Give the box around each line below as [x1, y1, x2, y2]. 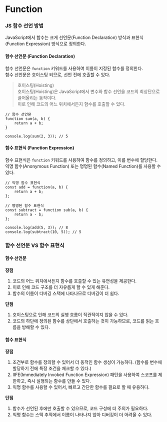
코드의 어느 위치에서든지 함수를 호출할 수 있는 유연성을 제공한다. [12, 278, 136, 284]
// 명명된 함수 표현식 [5, 203, 44, 208]
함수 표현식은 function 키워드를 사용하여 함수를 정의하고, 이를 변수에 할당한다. [5, 156, 158, 163]
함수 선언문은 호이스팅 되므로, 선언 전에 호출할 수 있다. [5, 71, 110, 77]
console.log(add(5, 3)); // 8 [5, 225, 68, 230]
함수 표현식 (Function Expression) [5, 145, 74, 151]
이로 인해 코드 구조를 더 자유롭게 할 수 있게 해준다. [12, 284, 110, 290]
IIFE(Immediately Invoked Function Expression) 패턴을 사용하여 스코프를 [12, 371, 157, 378]
